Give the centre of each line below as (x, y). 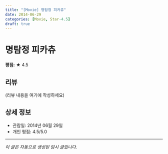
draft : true (17, 24)
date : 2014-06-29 (23, 14)
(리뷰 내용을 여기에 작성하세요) (35, 95)
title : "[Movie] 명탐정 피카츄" (36, 10)
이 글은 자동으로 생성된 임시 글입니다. (41, 147)
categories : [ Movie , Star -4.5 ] (38, 19)
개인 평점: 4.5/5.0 (30, 131)
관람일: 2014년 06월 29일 (37, 125)
